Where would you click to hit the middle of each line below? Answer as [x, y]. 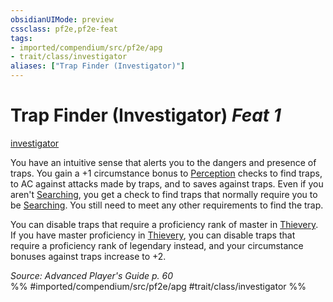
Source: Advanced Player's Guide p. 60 [91, 275]
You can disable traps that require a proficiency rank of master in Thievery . [164, 224]
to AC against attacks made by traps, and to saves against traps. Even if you [167, 183]
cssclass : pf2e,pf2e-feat [64, 29]
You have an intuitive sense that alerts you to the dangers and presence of [163, 162]
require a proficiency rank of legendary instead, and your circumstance [157, 245]
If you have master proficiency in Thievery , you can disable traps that [153, 235]
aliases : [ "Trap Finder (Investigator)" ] [98, 66]
